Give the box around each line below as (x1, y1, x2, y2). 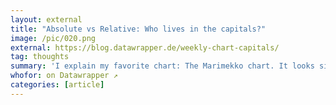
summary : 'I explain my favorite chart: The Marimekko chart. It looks (10, 61, 315, 71)
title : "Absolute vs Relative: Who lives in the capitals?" (10, 24, 267, 34)
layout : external (10, 14, 83, 25)
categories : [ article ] (10, 80, 105, 90)
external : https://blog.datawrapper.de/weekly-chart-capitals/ (10, 42, 280, 53)
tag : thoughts (10, 52, 70, 62)
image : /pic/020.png (10, 33, 97, 43)
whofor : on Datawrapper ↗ (10, 71, 118, 81)
